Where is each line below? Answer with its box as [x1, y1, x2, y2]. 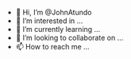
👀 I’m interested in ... [15, 16, 83, 26]
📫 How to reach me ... [15, 42, 90, 51]
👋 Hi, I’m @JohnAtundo [15, 8, 92, 17]
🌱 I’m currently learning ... [15, 25, 101, 33]
